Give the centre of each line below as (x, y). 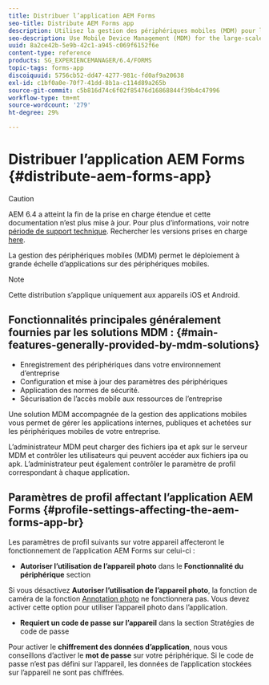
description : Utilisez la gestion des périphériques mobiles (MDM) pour (132, 30)
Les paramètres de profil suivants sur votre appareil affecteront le (116, 541)
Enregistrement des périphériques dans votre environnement (120, 364)
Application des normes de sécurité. (80, 390)
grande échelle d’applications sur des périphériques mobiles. (109, 263)
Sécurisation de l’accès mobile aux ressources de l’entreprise (121, 399)
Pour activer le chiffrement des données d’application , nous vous (118, 646)
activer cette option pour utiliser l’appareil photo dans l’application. (118, 607)
